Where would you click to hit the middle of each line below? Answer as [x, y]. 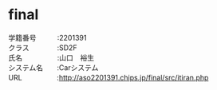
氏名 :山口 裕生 [51, 57]
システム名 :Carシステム [53, 67]
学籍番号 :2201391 [47, 37]
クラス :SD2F [43, 47]
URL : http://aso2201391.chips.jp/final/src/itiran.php [108, 77]
